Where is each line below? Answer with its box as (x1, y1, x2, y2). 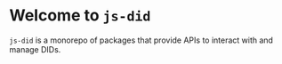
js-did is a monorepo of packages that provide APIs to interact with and (9, 35, 274, 45)
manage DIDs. (9, 44, 61, 54)
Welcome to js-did (9, 5, 151, 26)
